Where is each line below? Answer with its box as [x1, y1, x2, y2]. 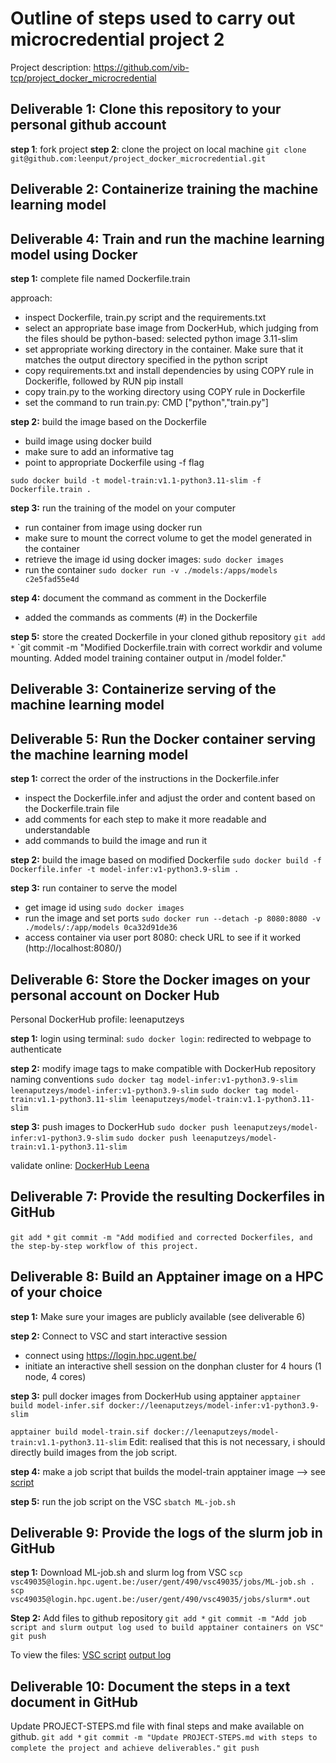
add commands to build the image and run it [24, 835, 208, 847]
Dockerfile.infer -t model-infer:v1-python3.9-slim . [10, 865, 240, 875]
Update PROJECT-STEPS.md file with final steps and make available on [10, 1720, 305, 1732]
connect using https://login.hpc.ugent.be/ [24, 1349, 197, 1361]
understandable [24, 824, 91, 836]
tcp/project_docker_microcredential [10, 72, 157, 84]
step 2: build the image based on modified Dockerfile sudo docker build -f [10, 854, 322, 866]
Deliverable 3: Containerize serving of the [10, 681, 277, 698]
